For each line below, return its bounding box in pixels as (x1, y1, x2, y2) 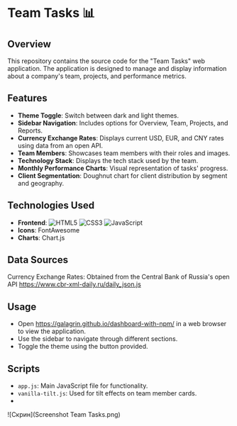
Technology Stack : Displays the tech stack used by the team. (17, 156, 199, 164)
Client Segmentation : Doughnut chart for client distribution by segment (17, 171, 228, 180)
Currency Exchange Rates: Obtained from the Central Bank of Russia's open (7, 273, 230, 281)
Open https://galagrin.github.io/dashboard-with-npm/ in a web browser (17, 320, 227, 328)
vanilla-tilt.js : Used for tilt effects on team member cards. (17, 389, 197, 398)
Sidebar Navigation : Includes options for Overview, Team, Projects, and (17, 118, 228, 127)
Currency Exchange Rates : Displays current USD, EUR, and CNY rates (17, 133, 224, 142)
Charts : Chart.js (17, 233, 65, 242)
